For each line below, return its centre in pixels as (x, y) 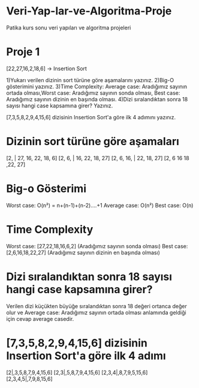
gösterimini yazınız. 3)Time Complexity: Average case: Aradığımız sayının (97, 86)
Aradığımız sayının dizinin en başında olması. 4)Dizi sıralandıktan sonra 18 (97, 99)
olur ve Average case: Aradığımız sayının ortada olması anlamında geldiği (97, 312)
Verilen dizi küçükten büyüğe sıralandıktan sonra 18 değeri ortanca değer (97, 306)
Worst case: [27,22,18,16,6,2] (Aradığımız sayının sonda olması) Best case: (97, 246)
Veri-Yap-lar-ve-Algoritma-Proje (89, 11)
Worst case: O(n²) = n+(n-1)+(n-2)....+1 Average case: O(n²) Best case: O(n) (100, 205)
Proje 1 (23, 52)
